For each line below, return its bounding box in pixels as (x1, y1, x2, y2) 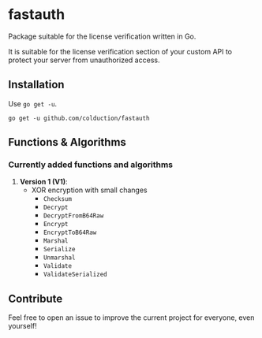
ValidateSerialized (43, 270, 108, 279)
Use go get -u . (8, 98, 58, 108)
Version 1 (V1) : (19, 177, 69, 187)
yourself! (8, 321, 37, 331)
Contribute (8, 292, 63, 305)
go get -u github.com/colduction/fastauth (8, 114, 150, 122)
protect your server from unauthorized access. (8, 55, 160, 65)
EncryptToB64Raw (43, 228, 97, 237)
